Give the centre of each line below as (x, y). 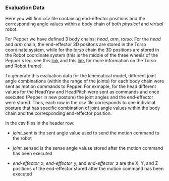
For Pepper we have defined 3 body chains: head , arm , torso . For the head (83, 39)
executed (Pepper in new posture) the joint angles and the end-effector (79, 97)
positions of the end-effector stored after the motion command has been (88, 169)
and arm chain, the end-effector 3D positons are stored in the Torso (76, 44)
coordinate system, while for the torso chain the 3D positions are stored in (82, 50)
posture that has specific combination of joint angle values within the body (83, 108)
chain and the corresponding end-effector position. (59, 113)
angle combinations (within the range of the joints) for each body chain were (85, 81)
